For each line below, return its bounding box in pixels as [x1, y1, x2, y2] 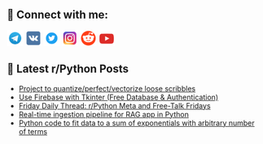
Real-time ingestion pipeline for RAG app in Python [18, 109, 190, 119]
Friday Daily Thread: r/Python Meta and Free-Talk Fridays [18, 100, 212, 110]
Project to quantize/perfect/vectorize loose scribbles [18, 83, 196, 93]
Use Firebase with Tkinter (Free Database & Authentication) [18, 92, 219, 102]
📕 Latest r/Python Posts [7, 62, 129, 76]
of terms [18, 126, 48, 136]
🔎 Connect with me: [7, 8, 108, 22]
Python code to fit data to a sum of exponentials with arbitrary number [18, 118, 255, 128]
